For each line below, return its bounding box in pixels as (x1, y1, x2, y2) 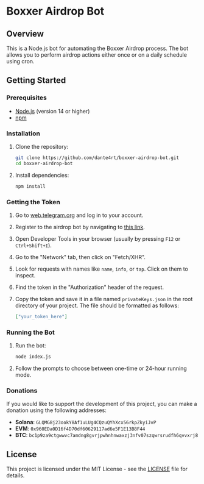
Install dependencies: (15, 171, 69, 179)
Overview (6, 29, 44, 39)
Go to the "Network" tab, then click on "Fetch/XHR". (15, 253, 146, 260)
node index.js (15, 354, 51, 360)
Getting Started (6, 75, 66, 86)
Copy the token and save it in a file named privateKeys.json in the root (15, 295, 193, 302)
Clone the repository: (15, 143, 69, 150)
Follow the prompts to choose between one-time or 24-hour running (15, 365, 187, 372)
